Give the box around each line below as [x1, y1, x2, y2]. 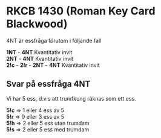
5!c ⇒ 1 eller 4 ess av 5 [6, 107, 65, 114]
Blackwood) [6, 17, 68, 31]
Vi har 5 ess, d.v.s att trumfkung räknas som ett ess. [6, 95, 136, 102]
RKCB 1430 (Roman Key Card [6, 4, 156, 18]
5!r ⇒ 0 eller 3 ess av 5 [6, 113, 65, 120]
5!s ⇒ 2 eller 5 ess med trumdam [6, 125, 90, 133]
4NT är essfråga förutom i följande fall [6, 37, 102, 44]
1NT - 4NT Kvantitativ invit [6, 48, 73, 55]
